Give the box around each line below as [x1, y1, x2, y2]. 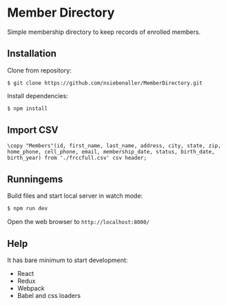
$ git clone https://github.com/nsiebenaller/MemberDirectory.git [7, 80, 203, 86]
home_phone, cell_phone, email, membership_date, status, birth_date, [7, 149, 215, 156]
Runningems [7, 173, 64, 185]
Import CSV [7, 124, 59, 136]
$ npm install [7, 105, 48, 112]
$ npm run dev [7, 205, 48, 212]
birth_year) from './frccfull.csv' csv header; [7, 154, 147, 162]
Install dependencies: [7, 91, 69, 100]
